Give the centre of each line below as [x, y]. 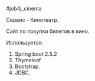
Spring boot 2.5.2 [36, 54]
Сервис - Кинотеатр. [32, 20]
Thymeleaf [28, 60]
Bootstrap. [27, 66]
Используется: [24, 43]
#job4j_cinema [24, 9]
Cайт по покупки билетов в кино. [48, 31]
